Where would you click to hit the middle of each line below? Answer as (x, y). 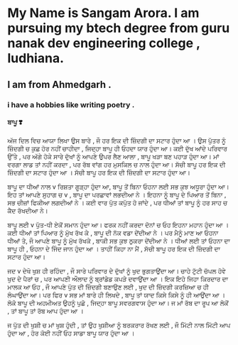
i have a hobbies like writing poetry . (71, 104)
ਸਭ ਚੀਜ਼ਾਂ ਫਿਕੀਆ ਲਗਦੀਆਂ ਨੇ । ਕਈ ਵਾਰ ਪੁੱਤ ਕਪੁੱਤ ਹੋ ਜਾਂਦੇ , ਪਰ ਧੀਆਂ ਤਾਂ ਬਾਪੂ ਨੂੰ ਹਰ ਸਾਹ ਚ (118, 202)
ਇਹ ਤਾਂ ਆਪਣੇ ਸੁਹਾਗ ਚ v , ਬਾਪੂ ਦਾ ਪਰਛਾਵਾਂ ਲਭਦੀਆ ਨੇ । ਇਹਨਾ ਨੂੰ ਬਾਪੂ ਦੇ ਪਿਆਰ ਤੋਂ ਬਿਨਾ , (117, 195)
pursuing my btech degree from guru (119, 28)
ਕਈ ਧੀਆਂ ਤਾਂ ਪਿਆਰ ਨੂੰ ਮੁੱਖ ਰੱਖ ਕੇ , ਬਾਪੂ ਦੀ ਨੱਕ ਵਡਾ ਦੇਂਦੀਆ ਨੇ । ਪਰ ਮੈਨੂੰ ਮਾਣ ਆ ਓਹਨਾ (113, 233)
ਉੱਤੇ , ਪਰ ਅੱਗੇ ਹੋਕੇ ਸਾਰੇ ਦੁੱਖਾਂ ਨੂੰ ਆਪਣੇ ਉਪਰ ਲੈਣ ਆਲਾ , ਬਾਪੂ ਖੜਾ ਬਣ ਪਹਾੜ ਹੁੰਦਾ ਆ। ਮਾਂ (113, 156)
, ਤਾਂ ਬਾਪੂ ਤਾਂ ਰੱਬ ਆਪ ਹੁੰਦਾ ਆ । (45, 311)
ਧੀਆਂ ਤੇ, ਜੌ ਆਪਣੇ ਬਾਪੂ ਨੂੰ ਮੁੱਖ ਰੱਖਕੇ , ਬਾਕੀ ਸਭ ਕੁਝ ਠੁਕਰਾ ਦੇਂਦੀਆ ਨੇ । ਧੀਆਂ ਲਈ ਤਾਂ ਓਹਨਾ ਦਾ (119, 241)
